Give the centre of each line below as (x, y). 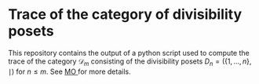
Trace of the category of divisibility (125, 15)
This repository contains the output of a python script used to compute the (129, 53)
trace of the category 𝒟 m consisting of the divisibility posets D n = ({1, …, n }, (130, 62)
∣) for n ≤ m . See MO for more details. (69, 71)
